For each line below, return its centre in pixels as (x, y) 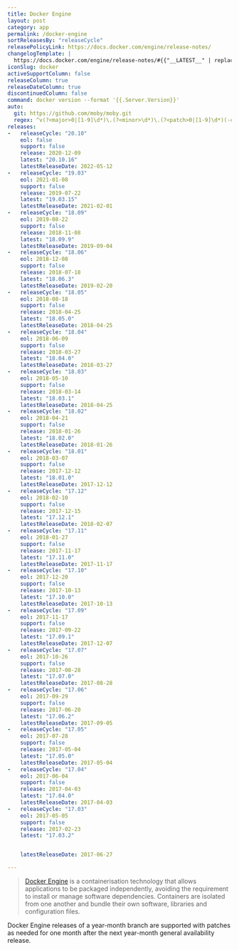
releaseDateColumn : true (44, 87)
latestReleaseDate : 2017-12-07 (67, 644)
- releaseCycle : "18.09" (47, 213)
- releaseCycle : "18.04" (47, 332)
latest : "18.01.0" (47, 478)
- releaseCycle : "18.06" (47, 253)
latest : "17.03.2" (47, 836)
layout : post (27, 21)
